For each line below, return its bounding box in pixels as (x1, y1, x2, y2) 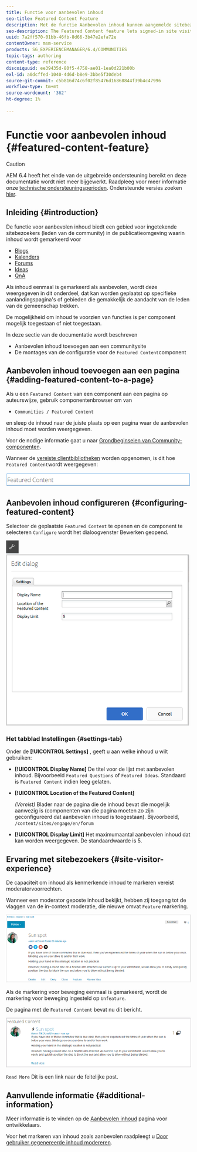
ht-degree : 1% (6, 96, 41, 102)
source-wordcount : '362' (6, 90, 67, 96)
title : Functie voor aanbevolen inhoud (6, 9, 104, 15)
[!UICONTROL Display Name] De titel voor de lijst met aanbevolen (14, 765, 175, 773)
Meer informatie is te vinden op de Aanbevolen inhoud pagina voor (6, 1115, 168, 1122)
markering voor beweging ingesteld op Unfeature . (6, 995, 126, 1002)
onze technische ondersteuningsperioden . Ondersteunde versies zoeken (6, 184, 182, 191)
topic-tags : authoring (6, 53, 62, 59)
